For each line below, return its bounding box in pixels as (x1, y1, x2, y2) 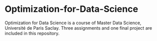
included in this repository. (5, 30, 60, 36)
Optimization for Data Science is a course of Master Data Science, (5, 20, 141, 26)
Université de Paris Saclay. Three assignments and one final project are (5, 25, 152, 31)
